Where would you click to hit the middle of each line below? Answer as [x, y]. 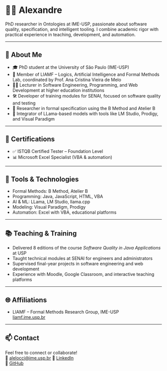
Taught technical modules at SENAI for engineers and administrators [83, 258]
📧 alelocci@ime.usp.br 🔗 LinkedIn [39, 358]
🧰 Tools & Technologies [42, 179]
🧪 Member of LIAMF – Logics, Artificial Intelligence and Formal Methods [86, 74]
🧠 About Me [24, 55]
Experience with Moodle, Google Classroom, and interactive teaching [83, 274]
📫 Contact [22, 338]
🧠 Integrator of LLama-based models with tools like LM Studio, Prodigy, [85, 114]
